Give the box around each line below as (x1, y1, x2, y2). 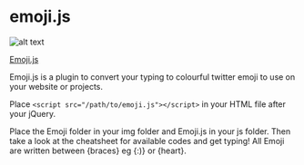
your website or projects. (9, 81, 103, 92)
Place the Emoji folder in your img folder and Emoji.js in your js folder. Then (9, 125, 291, 137)
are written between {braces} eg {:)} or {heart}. (9, 145, 187, 156)
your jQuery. (9, 108, 56, 119)
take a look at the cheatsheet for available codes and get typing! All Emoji (9, 135, 285, 146)
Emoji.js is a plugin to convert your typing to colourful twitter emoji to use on (9, 71, 296, 82)
